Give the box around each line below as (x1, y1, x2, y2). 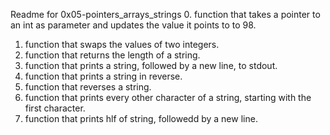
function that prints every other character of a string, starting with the (24, 92, 312, 103)
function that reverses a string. (24, 81, 152, 93)
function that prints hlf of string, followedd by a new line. (24, 113, 258, 124)
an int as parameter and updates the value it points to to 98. (10, 19, 257, 31)
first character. (24, 102, 86, 114)
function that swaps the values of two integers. (24, 39, 220, 50)
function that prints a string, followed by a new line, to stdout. (24, 60, 278, 71)
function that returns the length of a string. (24, 49, 201, 61)
